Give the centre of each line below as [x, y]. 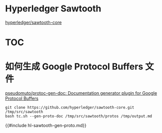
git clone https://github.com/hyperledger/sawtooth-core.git [70, 108]
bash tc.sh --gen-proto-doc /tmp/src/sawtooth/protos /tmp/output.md [79, 116]
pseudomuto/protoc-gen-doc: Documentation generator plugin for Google [81, 93]
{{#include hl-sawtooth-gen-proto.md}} [46, 126]
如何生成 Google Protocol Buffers [74, 67]
